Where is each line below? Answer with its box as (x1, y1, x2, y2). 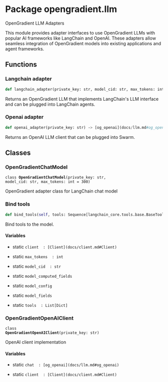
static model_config (12, 282, 52, 289)
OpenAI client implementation (5, 339, 66, 345)
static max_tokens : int (12, 253, 63, 259)
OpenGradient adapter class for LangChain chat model (5, 188, 118, 194)
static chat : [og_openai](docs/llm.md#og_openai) (12, 362, 119, 368)
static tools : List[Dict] (12, 302, 68, 308)
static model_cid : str (12, 263, 61, 269)
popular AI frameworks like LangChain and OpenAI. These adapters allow (5, 35, 156, 41)
